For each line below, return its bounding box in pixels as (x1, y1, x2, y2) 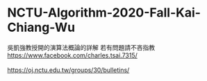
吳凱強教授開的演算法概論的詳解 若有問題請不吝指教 (7, 43, 155, 51)
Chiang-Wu (7, 19, 76, 35)
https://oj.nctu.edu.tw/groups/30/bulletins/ (7, 66, 130, 74)
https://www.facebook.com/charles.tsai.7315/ (7, 51, 138, 60)
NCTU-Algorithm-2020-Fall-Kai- (7, 5, 201, 21)
